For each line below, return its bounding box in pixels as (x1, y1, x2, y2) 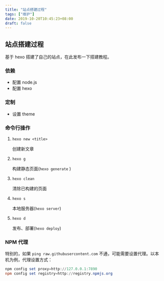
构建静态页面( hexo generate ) (12, 166, 71, 172)
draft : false (5, 21, 32, 26)
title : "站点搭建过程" (5, 7, 47, 12)
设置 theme (12, 111, 35, 117)
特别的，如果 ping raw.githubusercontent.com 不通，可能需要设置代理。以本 (5, 251, 159, 257)
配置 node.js (12, 79, 37, 86)
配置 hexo (12, 86, 32, 91)
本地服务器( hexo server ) (12, 205, 61, 211)
